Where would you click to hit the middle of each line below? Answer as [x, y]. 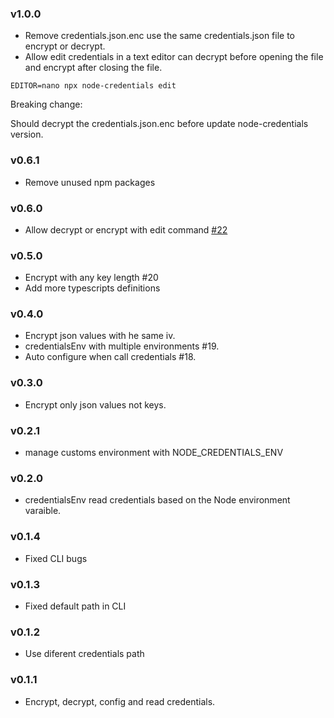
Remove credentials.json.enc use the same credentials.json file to [160, 36]
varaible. [43, 511]
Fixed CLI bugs [56, 558]
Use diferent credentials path [84, 654]
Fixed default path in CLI [75, 606]
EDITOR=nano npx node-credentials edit [93, 86]
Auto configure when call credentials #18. [110, 357]
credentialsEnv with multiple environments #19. [122, 346]
